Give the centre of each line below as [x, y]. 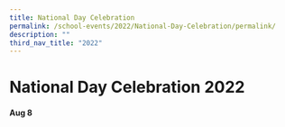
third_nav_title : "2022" [56, 43]
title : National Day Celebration [72, 18]
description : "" [40, 34]
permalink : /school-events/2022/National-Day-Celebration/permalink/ [143, 26]
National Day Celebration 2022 [127, 87]
